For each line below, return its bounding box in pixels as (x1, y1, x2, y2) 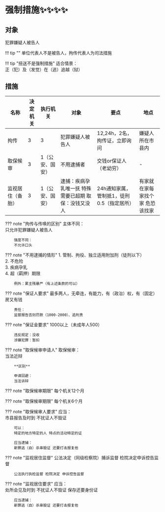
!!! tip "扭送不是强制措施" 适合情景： (5, 60, 78, 66)
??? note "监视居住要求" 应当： (5, 481, 67, 486)
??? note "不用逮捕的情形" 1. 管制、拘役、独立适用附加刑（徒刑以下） (5, 252, 145, 258)
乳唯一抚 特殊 (60, 185, 92, 192)
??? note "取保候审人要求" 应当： (5, 408, 72, 414)
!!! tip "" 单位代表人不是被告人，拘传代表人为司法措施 (5, 50, 112, 56)
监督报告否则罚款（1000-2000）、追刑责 (14, 313, 83, 317)
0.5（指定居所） (97, 199, 135, 206)
